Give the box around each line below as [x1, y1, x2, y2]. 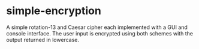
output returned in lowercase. [6, 36, 80, 43]
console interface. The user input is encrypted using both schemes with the [6, 30, 194, 37]
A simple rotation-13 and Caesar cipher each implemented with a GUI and [6, 24, 188, 31]
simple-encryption [6, 4, 102, 18]
